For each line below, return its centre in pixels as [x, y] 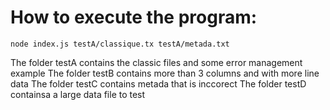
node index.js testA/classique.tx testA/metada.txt [120, 44]
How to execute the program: [134, 17]
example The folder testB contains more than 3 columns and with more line [165, 73]
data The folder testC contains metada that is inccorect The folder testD [158, 83]
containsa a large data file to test [78, 94]
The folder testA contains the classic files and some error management [156, 62]
